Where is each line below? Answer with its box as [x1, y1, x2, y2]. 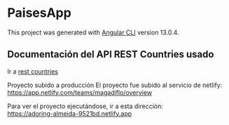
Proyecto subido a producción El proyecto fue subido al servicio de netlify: [7, 81, 223, 89]
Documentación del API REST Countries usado [7, 48, 214, 60]
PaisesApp [7, 5, 71, 21]
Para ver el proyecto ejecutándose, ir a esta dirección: [7, 102, 163, 110]
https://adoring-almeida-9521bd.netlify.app [7, 109, 132, 117]
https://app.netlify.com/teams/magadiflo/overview [7, 88, 153, 96]
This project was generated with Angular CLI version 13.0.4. [7, 28, 180, 37]
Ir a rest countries [7, 67, 58, 75]
